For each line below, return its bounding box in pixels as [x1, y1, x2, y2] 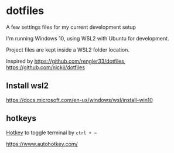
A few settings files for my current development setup [6, 23, 137, 30]
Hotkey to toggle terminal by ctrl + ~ [6, 129, 97, 136]
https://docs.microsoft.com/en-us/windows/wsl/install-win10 [6, 96, 153, 103]
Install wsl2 [6, 81, 49, 91]
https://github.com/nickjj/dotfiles [6, 63, 85, 71]
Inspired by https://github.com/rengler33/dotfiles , [6, 57, 126, 64]
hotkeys [6, 113, 36, 124]
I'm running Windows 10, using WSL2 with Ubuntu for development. [6, 35, 169, 42]
